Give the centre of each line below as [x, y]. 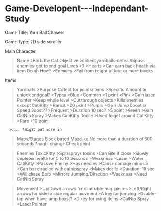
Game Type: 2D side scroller [33, 41]
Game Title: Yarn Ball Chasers [35, 32]
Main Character [21, 51]
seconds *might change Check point [54, 143]
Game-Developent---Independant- [77, 9]
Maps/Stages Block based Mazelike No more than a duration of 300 [85, 139]
